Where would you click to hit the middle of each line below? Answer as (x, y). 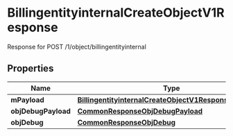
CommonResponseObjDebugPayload (140, 111)
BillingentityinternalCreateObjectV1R (116, 13)
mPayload (28, 100)
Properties (31, 68)
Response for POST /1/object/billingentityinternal (77, 46)
